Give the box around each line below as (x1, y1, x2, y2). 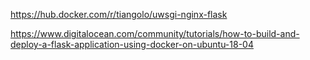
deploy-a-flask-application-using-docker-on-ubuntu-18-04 (10, 39, 254, 50)
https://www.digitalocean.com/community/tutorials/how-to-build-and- (10, 28, 300, 39)
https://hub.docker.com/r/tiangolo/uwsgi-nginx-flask (10, 9, 228, 20)
